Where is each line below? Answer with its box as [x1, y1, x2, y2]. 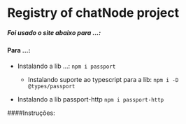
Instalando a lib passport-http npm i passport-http [17, 95, 164, 103]
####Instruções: [7, 109, 55, 117]
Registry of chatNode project [7, 5, 180, 21]
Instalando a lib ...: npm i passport [17, 62, 116, 70]
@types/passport [27, 83, 76, 90]
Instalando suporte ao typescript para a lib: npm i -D [27, 75, 179, 83]
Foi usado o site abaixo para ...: [7, 28, 101, 36]
